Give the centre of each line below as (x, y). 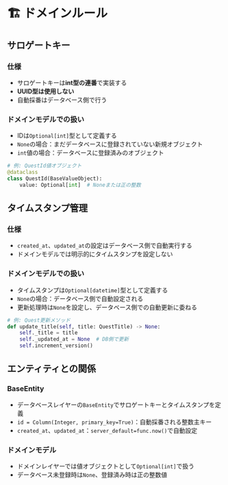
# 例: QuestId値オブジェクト (45, 166)
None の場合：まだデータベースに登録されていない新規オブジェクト (110, 144)
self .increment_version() (56, 346)
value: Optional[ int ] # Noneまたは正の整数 (80, 185)
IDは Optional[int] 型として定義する (67, 136)
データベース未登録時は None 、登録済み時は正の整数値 (92, 475)
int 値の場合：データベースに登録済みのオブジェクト (90, 153)
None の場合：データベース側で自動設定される (80, 298)
